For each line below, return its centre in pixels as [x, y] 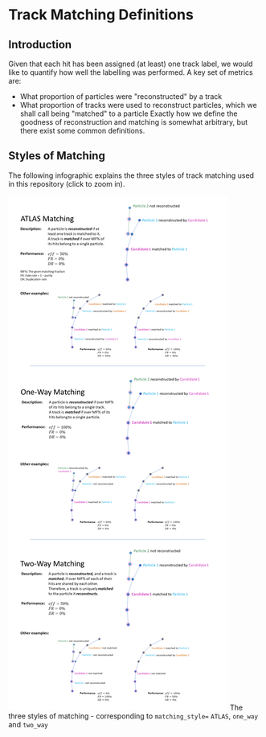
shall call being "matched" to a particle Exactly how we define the [129, 113]
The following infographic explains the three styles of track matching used [131, 175]
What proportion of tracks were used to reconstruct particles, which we [138, 105]
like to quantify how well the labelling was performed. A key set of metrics [131, 72]
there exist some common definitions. [82, 131]
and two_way [28, 724]
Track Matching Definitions [101, 15]
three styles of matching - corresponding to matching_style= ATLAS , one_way [133, 716]
